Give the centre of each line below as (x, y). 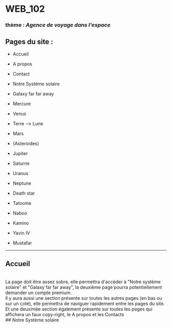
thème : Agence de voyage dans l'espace (58, 25)
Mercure (22, 104)
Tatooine (22, 203)
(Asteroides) (26, 143)
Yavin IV (21, 233)
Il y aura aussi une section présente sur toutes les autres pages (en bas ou (84, 298)
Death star (24, 193)
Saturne (21, 163)
